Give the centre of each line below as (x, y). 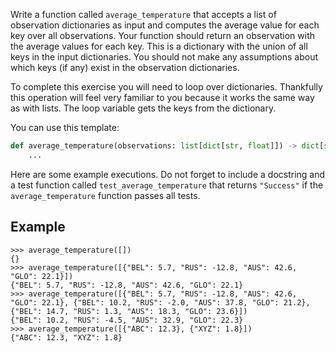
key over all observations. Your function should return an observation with (163, 35)
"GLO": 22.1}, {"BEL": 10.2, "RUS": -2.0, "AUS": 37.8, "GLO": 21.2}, (160, 302)
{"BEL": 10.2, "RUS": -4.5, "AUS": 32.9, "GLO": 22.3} (127, 320)
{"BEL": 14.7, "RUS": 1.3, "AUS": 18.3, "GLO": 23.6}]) (129, 311)
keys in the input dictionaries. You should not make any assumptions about (164, 57)
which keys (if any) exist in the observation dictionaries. (125, 67)
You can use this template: (65, 127)
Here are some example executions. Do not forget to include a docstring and (168, 174)
